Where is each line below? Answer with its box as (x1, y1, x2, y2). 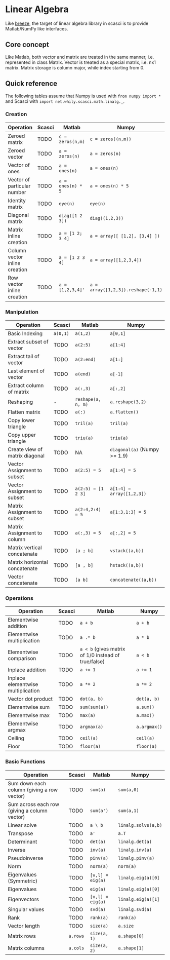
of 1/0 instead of (79, 652, 120, 659)
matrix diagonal (8, 452, 45, 459)
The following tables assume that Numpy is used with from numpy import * (5, 93, 161, 99)
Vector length (8, 922, 40, 929)
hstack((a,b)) (110, 562, 144, 568)
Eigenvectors (8, 896, 39, 903)
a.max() (136, 713, 155, 718)
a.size (118, 923, 134, 929)
